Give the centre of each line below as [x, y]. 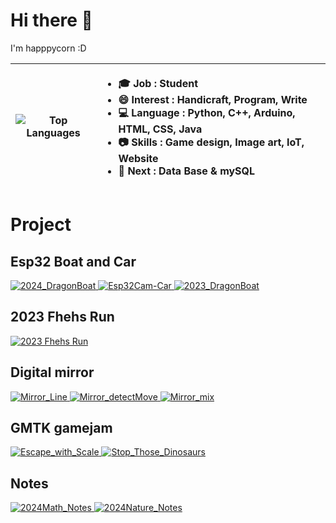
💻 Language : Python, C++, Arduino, [207, 112]
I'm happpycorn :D [48, 48]
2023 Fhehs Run [62, 317]
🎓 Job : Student [158, 83]
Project [41, 225]
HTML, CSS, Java [160, 129]
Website [138, 158]
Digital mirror [52, 372]
